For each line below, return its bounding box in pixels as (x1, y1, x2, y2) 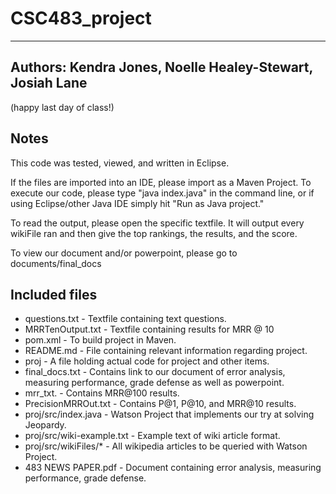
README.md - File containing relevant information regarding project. (24, 345, 308, 357)
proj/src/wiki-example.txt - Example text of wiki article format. (24, 430, 281, 442)
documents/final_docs (10, 257, 102, 269)
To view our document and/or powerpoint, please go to (10, 247, 238, 259)
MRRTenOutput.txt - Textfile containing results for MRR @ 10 (24, 323, 275, 336)
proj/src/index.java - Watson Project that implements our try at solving (24, 408, 315, 421)
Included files (10, 286, 98, 303)
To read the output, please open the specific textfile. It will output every (10, 217, 305, 229)
